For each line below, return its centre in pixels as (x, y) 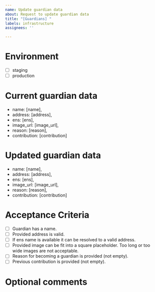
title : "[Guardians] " (28, 19)
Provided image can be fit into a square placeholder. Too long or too (81, 245)
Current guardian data (51, 96)
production (23, 76)
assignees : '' (20, 28)
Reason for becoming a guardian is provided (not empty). (70, 256)
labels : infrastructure (30, 23)
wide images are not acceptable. (45, 251)
